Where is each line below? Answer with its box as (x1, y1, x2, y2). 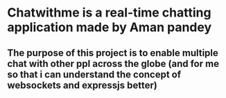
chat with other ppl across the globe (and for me (7, 57, 220, 70)
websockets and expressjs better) (7, 79, 157, 91)
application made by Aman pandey (7, 19, 212, 35)
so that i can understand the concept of (7, 68, 182, 80)
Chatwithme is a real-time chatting (7, 5, 211, 21)
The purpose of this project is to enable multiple (7, 47, 218, 59)
